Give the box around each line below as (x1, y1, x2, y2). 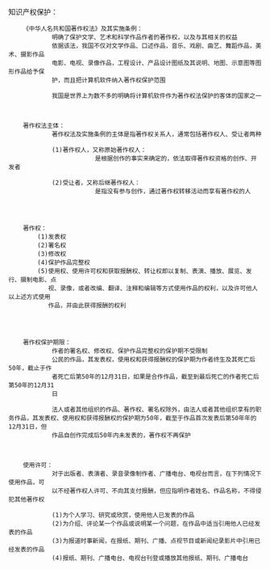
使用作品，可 (8, 478, 45, 487)
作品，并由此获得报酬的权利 (48, 301, 127, 310)
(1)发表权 (37, 233, 67, 241)
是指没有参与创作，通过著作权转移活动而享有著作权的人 (94, 188, 251, 196)
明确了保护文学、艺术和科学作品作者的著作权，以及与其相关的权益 (51, 33, 238, 41)
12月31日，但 (8, 423, 48, 431)
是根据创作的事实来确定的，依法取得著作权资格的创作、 (94, 154, 251, 162)
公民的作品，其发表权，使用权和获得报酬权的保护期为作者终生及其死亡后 (51, 356, 256, 364)
